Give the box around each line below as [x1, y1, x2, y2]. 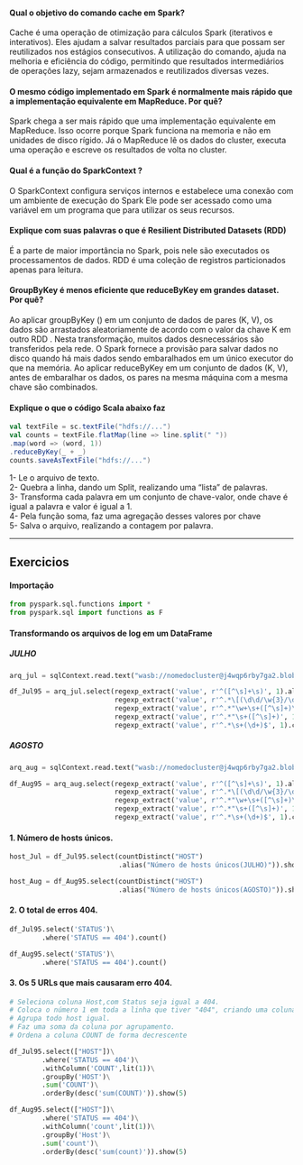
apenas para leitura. [9, 264, 84, 275]
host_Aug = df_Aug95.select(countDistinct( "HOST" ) [9, 876, 204, 885]
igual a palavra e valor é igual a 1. [9, 500, 133, 511]
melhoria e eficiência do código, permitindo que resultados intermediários [9, 56, 284, 67]
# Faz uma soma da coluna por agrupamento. [9, 1023, 176, 1032]
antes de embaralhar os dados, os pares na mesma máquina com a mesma [9, 372, 289, 383]
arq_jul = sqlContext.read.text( [9, 671, 135, 680]
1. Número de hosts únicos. [9, 832, 114, 843]
